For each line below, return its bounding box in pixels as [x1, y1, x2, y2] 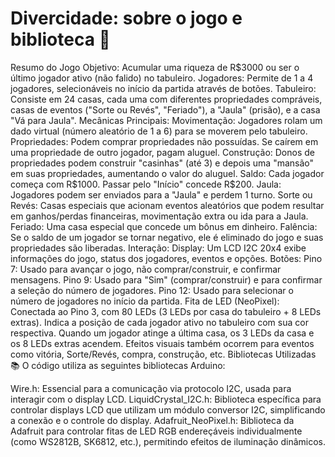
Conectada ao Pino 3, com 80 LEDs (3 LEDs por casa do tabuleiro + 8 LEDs [10, 305, 322, 317]
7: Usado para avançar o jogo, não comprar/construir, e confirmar [10, 263, 282, 275]
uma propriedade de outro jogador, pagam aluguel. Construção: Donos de [10, 146, 315, 158]
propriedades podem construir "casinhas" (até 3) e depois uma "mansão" [10, 157, 315, 169]
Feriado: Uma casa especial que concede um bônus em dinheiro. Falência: [10, 220, 318, 232]
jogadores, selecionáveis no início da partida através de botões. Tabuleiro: [10, 82, 317, 94]
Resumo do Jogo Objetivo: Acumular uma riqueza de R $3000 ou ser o [10, 61, 300, 73]
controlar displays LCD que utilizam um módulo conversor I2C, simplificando [10, 403, 326, 416]
